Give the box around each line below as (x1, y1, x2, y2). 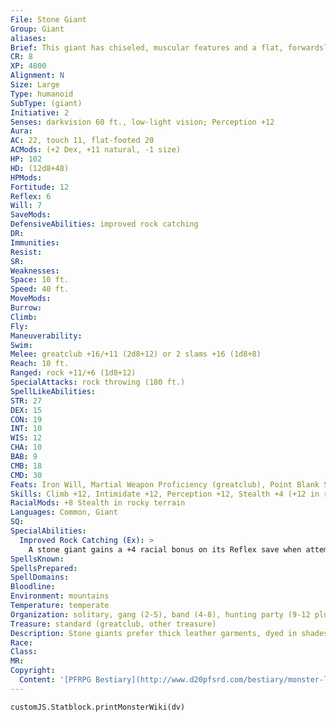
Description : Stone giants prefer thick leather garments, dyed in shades (10, 628, 329, 638)
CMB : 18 (10, 461, 43, 471)
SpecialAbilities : (10, 526, 87, 536)
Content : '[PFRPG (19, 675, 92, 685)
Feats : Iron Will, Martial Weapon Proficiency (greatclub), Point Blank (10, 479, 320, 490)
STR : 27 (10, 396, 43, 406)
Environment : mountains (10, 591, 110, 601)
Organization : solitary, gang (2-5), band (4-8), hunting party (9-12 (10, 609, 311, 620)
